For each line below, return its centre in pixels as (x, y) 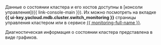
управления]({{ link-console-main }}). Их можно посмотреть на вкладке (81, 12)
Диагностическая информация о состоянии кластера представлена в (79, 32)
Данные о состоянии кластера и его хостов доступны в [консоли (74, 7)
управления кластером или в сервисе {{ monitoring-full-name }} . (73, 22)
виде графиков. (21, 37)
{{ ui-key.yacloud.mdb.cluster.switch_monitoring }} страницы (71, 17)
